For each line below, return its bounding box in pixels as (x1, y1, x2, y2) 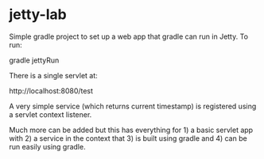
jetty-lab (9, 6, 67, 24)
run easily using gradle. (9, 142, 86, 151)
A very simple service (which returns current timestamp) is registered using (9, 101, 257, 111)
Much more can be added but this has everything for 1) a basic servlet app (9, 125, 254, 134)
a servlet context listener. (9, 109, 92, 119)
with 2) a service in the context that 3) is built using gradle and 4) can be (9, 133, 247, 143)
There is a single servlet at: (9, 70, 98, 80)
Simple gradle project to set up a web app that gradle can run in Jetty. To (9, 32, 249, 41)
